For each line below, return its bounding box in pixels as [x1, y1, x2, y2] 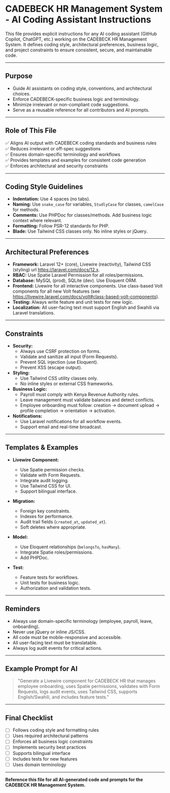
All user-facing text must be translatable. [12, 640, 98, 646]
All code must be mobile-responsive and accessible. [12, 634, 122, 640]
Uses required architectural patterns [12, 733, 89, 739]
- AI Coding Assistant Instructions [5, 14, 151, 25]
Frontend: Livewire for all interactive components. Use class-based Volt [12, 283, 163, 289]
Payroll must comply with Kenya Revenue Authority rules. [20, 392, 140, 397]
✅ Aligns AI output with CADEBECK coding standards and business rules [5, 140, 157, 146]
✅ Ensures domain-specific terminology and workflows [5, 151, 120, 157]
